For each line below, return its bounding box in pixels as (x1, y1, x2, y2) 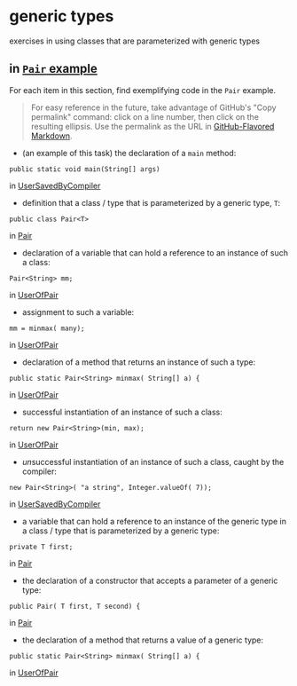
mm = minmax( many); (9, 324, 86, 333)
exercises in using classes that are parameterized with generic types (9, 35, 260, 46)
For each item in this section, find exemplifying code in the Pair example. (9, 84, 277, 95)
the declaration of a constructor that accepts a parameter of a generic (21, 575, 278, 586)
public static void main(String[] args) (9, 164, 161, 174)
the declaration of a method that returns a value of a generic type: (21, 635, 264, 645)
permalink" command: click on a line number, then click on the (30, 111, 260, 122)
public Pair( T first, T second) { (9, 602, 141, 611)
